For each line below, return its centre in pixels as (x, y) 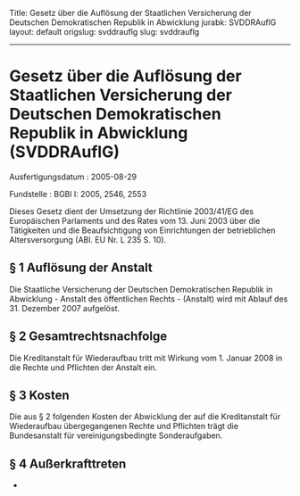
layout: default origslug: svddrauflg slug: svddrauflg (104, 32)
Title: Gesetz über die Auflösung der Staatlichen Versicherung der (130, 13)
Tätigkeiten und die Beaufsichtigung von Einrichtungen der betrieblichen (142, 230)
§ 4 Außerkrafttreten (68, 463)
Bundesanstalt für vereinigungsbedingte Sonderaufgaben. (116, 435)
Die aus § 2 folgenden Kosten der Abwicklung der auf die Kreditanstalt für (145, 417)
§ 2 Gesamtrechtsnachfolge (88, 337)
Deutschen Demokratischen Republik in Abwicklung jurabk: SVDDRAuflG (143, 22)
